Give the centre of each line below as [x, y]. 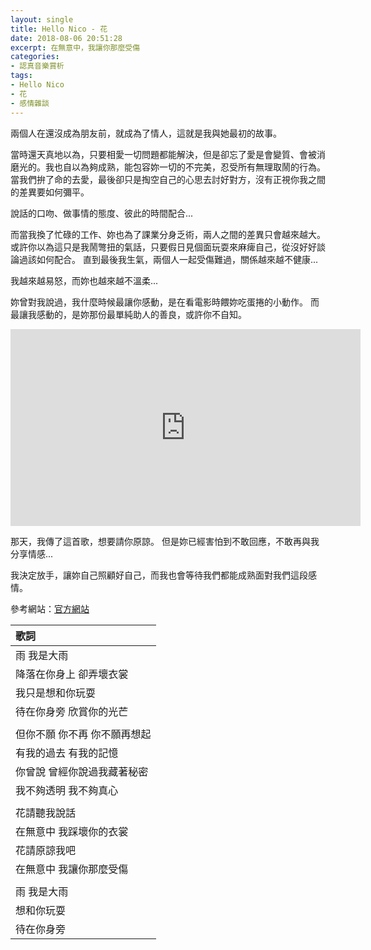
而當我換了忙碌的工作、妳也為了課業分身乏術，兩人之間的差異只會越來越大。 [168, 234]
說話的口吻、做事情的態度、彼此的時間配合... [102, 213]
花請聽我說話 [46, 813]
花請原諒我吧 [46, 850]
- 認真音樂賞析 [37, 66]
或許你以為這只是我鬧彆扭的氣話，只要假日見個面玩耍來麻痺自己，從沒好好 [163, 247]
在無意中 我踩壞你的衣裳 [72, 831]
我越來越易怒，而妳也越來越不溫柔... [84, 280]
